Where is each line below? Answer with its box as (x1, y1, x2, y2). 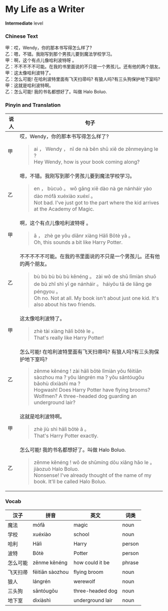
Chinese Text (5, 33, 38, 40)
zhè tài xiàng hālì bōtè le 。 (33, 328, 97, 335)
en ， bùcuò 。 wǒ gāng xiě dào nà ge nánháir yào (33, 185, 152, 192)
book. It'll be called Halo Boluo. (33, 478, 106, 485)
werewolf (73, 578, 95, 585)
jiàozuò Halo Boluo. (33, 465, 79, 472)
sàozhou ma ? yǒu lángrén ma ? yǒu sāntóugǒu (33, 373, 144, 380)
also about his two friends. (33, 300, 96, 308)
